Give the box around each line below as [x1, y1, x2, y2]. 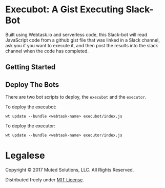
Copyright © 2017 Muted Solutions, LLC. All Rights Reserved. [5, 167, 134, 173]
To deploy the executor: [5, 123, 55, 129]
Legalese [5, 150, 45, 161]
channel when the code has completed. [5, 48, 89, 54]
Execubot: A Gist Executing [5, 4, 124, 15]
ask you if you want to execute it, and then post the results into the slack [5, 42, 158, 48]
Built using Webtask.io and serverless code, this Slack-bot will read [5, 31, 148, 37]
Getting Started [5, 63, 56, 71]
